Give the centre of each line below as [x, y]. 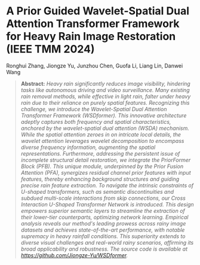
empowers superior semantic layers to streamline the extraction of [103, 211]
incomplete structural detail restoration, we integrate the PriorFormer [106, 160]
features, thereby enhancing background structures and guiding [100, 179]
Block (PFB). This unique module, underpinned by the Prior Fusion [102, 166]
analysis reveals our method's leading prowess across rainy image [103, 223]
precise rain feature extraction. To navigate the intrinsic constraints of [107, 185]
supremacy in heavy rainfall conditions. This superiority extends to [103, 236]
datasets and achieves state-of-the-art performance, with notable [103, 230]
